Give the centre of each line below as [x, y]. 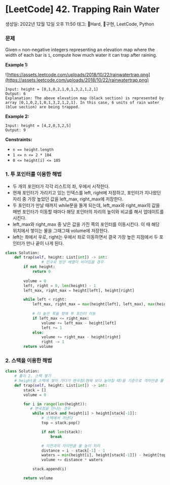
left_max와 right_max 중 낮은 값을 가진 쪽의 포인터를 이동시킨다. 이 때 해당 [86, 224]
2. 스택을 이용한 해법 [29, 360]
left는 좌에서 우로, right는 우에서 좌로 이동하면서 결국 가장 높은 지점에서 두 [85, 237]
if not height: [39, 267]
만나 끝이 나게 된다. [45, 243]
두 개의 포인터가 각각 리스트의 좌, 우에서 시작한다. [61, 186]
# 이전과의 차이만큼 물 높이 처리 [71, 446]
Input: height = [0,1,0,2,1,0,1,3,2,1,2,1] [52, 90]
